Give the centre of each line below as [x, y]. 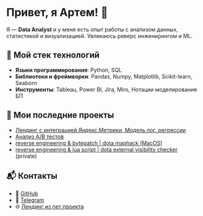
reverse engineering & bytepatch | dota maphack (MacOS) [89, 143]
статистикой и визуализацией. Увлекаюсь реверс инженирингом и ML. [100, 35]
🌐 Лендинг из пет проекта [50, 207]
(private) [26, 156]
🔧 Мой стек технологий [53, 55]
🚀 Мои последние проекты [60, 115]
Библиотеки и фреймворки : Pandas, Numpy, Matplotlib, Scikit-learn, [104, 76]
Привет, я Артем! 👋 [57, 13]
